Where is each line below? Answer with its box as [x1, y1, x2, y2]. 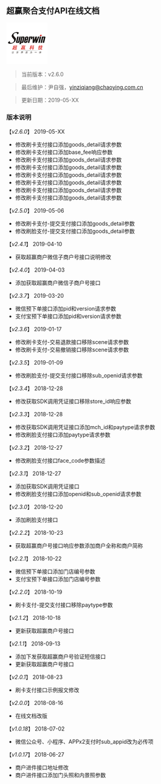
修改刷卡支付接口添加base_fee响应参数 [15, 148, 113, 156]
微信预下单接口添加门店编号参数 [15, 568, 95, 576]
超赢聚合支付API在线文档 [6, 5, 100, 16]
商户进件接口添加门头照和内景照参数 [15, 771, 106, 779]
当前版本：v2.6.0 [21, 70, 64, 78]
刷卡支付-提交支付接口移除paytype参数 [15, 601, 114, 609]
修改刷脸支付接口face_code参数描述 [15, 457, 106, 464]
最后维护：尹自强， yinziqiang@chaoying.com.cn [21, 83, 144, 91]
